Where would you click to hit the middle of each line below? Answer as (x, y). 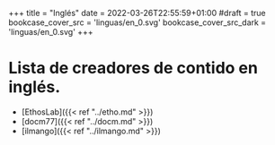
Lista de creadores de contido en (133, 68)
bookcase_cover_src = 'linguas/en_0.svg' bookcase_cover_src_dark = (137, 22)
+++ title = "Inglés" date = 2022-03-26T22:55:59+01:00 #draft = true (137, 13)
